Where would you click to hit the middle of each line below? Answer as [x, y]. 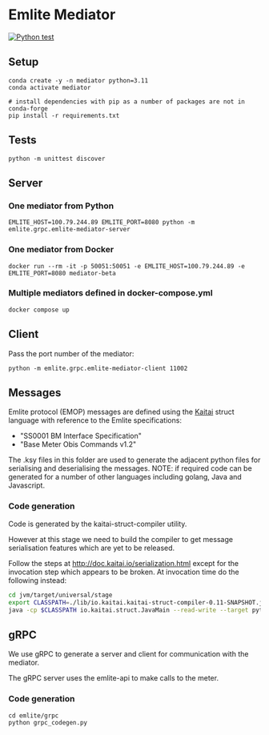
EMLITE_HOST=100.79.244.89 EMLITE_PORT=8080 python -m [102, 223]
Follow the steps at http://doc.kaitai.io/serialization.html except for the [124, 563]
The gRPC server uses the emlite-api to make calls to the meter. [113, 678]
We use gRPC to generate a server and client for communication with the [128, 654]
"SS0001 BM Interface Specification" [81, 436]
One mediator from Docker [61, 250]
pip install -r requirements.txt [64, 115]
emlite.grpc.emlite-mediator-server [69, 230]
